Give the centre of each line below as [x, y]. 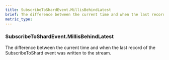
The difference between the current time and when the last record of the [80, 47]
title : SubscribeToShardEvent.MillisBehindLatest [58, 10]
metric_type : [19, 19]
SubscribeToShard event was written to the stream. [58, 52]
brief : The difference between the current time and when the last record [85, 14]
